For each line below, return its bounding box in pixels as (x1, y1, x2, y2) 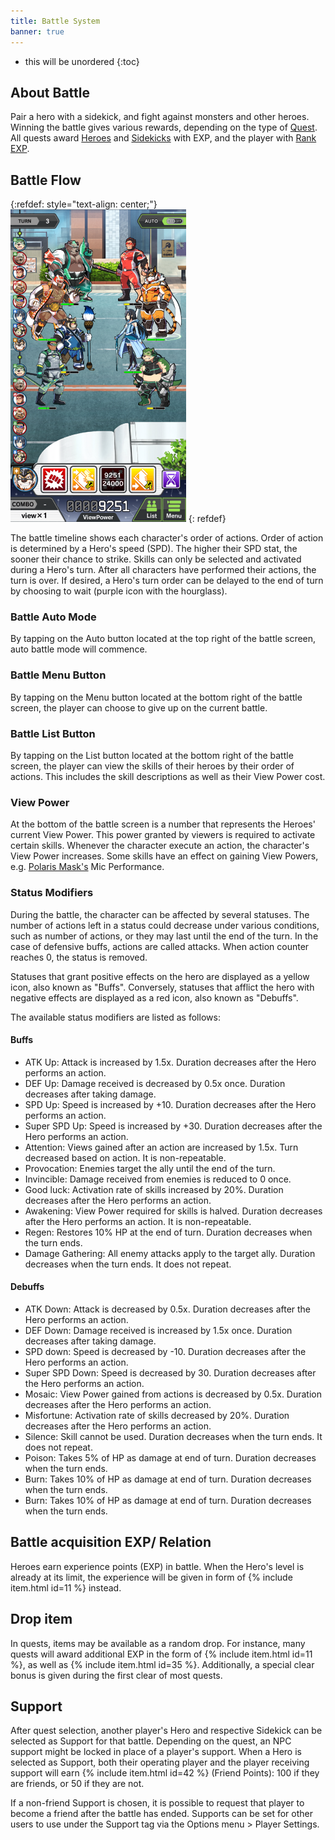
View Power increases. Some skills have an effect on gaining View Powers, (10, 850, 319, 862)
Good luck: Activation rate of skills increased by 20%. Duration (24, 1183, 284, 1195)
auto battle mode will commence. (10, 643, 148, 655)
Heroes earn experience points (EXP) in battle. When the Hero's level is (10, 1560, 305, 1572)
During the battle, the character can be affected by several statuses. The (10, 908, 310, 920)
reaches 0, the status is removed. (10, 951, 148, 963)
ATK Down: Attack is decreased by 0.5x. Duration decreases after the (24, 1303, 312, 1315)
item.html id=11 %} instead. (10, 1581, 122, 1594)
